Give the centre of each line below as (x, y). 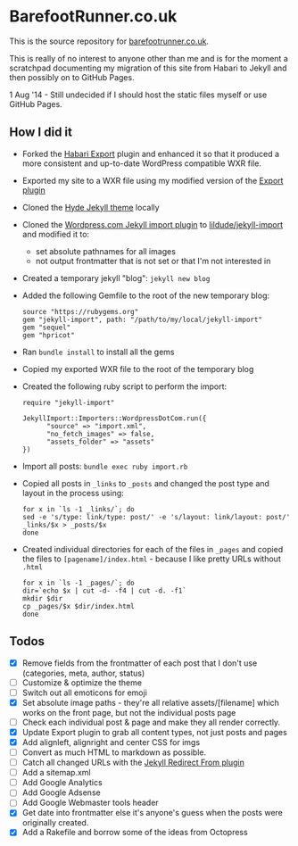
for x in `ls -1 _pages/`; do (79, 583)
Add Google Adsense (61, 792)
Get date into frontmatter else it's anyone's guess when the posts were (153, 813)
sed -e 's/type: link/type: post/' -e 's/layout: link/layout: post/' (156, 517)
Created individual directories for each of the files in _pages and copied (153, 549)
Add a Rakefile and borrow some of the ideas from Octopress (135, 833)
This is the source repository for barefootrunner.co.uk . (109, 41)
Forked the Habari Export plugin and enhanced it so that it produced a (150, 153)
